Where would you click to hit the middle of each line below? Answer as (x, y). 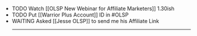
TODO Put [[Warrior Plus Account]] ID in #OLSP (70, 15)
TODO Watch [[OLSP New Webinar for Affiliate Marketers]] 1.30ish (93, 9)
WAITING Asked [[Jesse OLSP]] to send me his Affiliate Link (85, 21)
